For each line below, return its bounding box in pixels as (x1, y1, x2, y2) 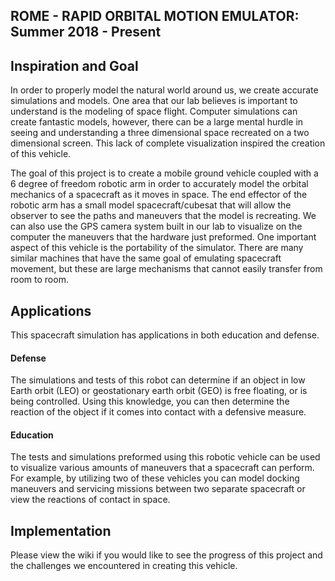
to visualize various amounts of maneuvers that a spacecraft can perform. (10, 462, 315, 474)
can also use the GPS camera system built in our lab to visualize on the (10, 220, 303, 233)
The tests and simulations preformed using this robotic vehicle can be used (10, 451, 321, 463)
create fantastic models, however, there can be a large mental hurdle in (10, 116, 304, 128)
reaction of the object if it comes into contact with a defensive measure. (10, 406, 307, 418)
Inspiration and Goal (10, 57, 139, 74)
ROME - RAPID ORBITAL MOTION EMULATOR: (10, 8, 300, 25)
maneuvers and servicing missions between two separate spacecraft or (10, 483, 306, 495)
